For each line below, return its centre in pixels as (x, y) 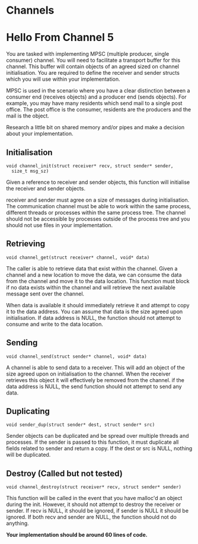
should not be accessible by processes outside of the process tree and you (98, 219)
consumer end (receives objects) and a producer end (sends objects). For (96, 97)
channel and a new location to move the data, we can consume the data (94, 275)
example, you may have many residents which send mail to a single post (94, 103)
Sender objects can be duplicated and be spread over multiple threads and (98, 436)
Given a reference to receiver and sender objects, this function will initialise (98, 182)
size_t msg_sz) (30, 171)
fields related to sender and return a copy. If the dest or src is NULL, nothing (99, 448)
